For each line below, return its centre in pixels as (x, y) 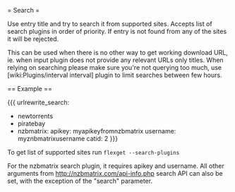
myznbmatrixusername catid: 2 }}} (68, 138)
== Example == (30, 89)
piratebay (31, 124)
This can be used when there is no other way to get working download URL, (117, 53)
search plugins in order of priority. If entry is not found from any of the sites (117, 31)
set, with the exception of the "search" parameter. (80, 181)
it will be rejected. (33, 39)
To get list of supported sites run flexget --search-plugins (94, 152)
